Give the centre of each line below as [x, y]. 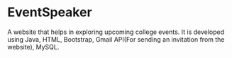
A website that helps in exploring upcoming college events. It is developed [116, 32]
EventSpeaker [50, 12]
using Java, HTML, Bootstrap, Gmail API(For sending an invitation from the [116, 39]
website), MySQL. [33, 47]
